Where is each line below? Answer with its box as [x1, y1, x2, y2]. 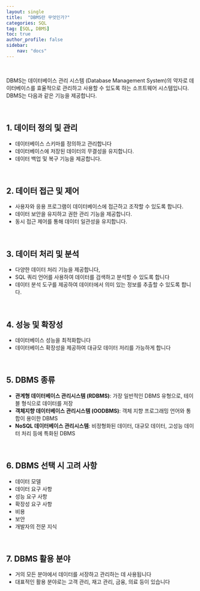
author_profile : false [6, 37, 63, 43]
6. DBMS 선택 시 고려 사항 [6, 461, 97, 471]
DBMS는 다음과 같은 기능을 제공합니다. [6, 91, 97, 99]
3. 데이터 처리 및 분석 [6, 249, 79, 259]
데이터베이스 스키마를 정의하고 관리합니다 [14, 139, 112, 147]
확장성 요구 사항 [14, 500, 52, 507]
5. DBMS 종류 [6, 375, 55, 385]
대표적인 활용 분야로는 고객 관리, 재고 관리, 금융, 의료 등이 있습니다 [14, 578, 170, 586]
